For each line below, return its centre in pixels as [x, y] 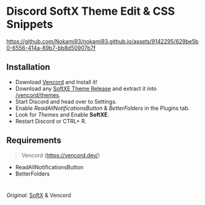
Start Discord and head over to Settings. [66, 101]
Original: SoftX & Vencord [39, 195]
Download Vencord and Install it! [56, 82]
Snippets [30, 24]
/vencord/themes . [38, 95]
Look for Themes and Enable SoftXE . [62, 114]
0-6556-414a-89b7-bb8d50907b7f [51, 48]
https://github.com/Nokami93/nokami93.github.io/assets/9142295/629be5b [102, 41]
